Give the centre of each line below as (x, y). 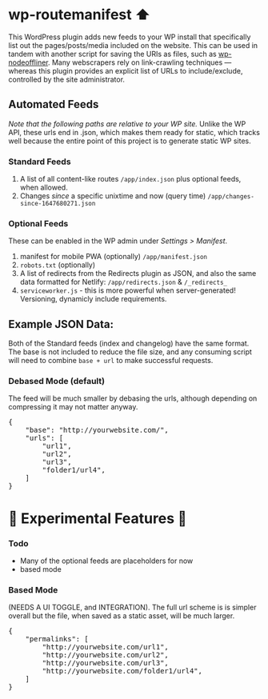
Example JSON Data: (61, 324)
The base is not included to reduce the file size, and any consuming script (130, 352)
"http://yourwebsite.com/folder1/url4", (122, 671)
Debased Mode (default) (57, 381)
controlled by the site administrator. (67, 79)
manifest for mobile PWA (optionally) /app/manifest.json (114, 257)
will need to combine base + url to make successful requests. (111, 361)
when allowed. (44, 188)
